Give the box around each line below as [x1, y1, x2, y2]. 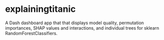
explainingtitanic [5, 3, 76, 15]
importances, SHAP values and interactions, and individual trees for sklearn [5, 25, 160, 31]
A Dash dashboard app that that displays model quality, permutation [5, 20, 144, 26]
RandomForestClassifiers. [5, 30, 58, 36]
